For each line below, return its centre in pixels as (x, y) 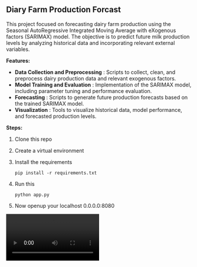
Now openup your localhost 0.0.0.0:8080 (65, 205)
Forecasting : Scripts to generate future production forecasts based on (101, 97)
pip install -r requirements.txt (56, 173)
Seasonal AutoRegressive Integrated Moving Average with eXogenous (91, 30)
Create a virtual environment (49, 150)
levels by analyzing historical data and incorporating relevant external (91, 43)
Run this (24, 184)
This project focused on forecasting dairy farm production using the (88, 24)
